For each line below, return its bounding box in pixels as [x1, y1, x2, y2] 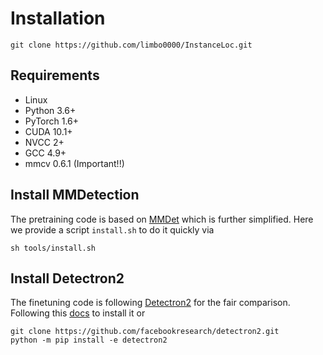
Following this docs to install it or [10, 307, 146, 319]
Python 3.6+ [24, 104, 77, 116]
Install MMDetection [10, 187, 140, 204]
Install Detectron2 [10, 270, 125, 287]
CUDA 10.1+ [24, 125, 73, 137]
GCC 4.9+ [24, 147, 67, 159]
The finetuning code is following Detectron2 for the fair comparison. [10, 297, 291, 309]
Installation [10, 7, 106, 30]
